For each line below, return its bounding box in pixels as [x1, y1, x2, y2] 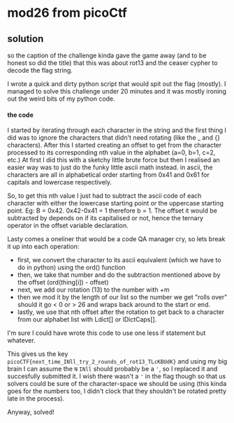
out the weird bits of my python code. [7, 94, 115, 103]
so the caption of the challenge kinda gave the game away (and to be [7, 51, 207, 59]
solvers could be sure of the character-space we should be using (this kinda [7, 380, 227, 388]
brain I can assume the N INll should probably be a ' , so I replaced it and [7, 365, 218, 373]
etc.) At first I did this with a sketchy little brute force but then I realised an [7, 156, 220, 164]
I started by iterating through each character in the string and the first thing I [7, 126, 227, 134]
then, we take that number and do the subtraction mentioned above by [17, 271, 221, 279]
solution [7, 33, 44, 45]
